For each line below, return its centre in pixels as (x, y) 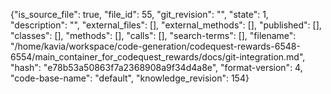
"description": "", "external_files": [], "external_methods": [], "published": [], (166, 25)
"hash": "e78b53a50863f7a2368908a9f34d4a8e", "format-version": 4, (156, 67)
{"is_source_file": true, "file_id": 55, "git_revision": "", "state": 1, (139, 14)
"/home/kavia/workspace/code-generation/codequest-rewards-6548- (155, 46)
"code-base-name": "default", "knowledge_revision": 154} (130, 78)
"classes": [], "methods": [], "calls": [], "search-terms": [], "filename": (153, 35)
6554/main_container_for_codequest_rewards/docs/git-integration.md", (158, 57)
